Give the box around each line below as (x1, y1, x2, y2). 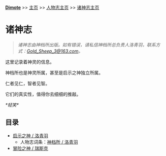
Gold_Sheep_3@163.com (26, 48, 79, 54)
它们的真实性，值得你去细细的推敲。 (5, 91, 81, 97)
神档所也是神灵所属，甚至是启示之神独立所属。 (5, 69, 103, 75)
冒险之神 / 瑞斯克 (12, 145, 48, 151)
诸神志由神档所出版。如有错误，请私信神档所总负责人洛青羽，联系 (17, 42, 156, 48)
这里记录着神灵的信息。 (5, 59, 54, 65)
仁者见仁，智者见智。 (5, 80, 50, 86)
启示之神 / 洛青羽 (12, 132, 48, 138)
